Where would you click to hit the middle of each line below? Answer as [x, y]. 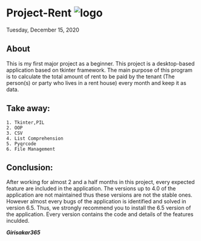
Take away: [28, 108]
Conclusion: [30, 167]
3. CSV [15, 133]
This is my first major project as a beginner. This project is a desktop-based [100, 63]
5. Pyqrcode [21, 144]
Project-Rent [39, 13]
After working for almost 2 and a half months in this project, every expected [100, 182]
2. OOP [15, 127]
